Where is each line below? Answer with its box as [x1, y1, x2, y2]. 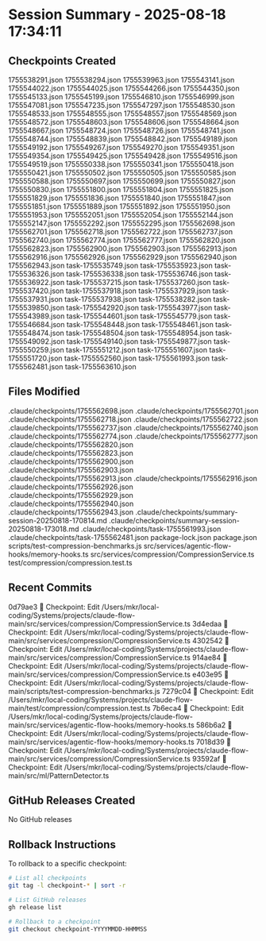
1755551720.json [8, 353, 63, 363]
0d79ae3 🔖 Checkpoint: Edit [8, 602, 101, 611]
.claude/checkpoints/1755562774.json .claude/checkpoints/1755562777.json [8, 431, 258, 441]
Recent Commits [8, 581, 93, 595]
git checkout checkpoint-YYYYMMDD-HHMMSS [8, 925, 148, 933]
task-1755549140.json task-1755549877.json [66, 337, 212, 346]
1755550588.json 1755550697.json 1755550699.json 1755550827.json [8, 176, 236, 186]
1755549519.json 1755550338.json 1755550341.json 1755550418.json [8, 160, 234, 168]
